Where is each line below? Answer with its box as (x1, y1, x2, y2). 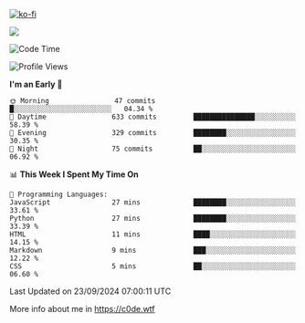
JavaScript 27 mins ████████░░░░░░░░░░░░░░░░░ (9, 198, 297, 207)
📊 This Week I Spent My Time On (9, 169, 139, 180)
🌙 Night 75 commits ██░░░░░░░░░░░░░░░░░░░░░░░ (9, 144, 297, 153)
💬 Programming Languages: (9, 190, 108, 199)
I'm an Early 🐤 (9, 78, 63, 89)
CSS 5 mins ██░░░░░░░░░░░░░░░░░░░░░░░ (9, 262, 297, 271)
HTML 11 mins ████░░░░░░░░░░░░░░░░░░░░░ (9, 230, 297, 239)
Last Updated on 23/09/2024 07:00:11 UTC (9, 286, 172, 297)
